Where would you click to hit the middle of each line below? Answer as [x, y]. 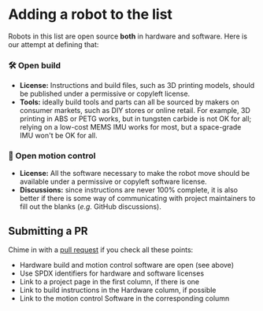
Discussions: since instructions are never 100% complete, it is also [129, 189]
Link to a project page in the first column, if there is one [109, 282]
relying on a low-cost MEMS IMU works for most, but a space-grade [130, 127]
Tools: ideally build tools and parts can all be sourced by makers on [130, 102]
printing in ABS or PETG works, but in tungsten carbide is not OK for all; [135, 119]
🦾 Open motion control [52, 156]
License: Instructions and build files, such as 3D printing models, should [137, 86]
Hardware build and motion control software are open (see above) [127, 265]
